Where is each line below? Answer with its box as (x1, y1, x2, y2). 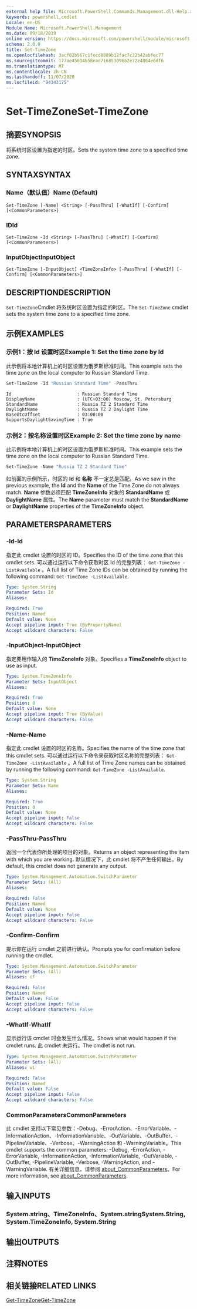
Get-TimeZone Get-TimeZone (6, 1297, 76, 1304)
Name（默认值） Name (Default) (6, 189, 98, 197)
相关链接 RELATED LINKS (6, 1281, 97, 1291)
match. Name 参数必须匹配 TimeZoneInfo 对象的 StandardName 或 (6, 489, 170, 496)
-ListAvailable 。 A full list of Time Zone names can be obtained (29, 759, 186, 766)
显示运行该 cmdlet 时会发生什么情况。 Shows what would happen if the (6, 1035, 177, 1041)
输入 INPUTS (6, 1190, 51, 1201)
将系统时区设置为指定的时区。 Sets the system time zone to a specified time (6, 146, 188, 153)
